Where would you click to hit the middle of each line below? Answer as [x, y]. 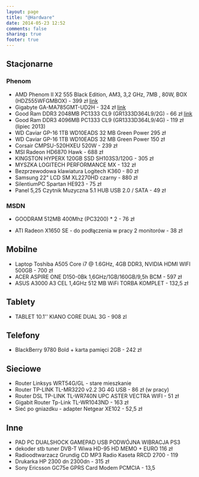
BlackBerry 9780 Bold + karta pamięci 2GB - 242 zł [78, 350]
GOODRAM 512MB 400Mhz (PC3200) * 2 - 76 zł [75, 219]
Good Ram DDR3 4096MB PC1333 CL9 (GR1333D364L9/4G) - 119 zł [99, 120]
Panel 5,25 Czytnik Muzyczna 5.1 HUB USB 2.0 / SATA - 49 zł [90, 190]
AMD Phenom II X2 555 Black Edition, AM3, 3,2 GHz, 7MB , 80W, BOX [101, 94]
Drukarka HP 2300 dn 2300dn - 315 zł [62, 461]
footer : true [22, 40]
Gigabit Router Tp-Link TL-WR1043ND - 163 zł [72, 402]
